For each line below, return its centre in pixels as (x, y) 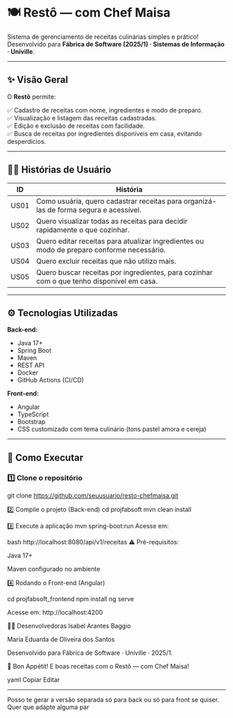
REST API (31, 366)
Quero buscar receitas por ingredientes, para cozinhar (124, 272)
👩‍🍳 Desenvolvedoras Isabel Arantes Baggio (69, 626)
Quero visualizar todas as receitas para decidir (112, 221)
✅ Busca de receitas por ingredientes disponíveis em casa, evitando (105, 133)
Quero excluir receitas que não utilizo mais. (106, 261)
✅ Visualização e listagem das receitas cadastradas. (82, 117)
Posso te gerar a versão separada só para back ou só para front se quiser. (113, 700)
